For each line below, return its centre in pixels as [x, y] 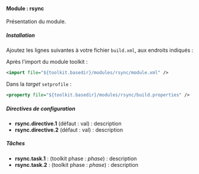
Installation [20, 35]
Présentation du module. [36, 21]
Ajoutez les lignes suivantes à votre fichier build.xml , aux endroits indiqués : [100, 50]
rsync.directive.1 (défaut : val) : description [68, 123]
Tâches [16, 144]
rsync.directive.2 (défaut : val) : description [69, 130]
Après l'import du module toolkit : [47, 62]
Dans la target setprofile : [39, 84]
